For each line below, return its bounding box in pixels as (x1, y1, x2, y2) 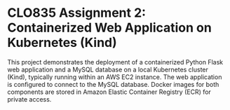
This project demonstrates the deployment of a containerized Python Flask (7, 57, 224, 66)
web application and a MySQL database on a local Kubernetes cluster (7, 65, 209, 74)
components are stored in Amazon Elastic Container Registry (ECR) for (7, 88, 212, 96)
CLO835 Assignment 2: (7, 5, 146, 21)
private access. (7, 95, 52, 103)
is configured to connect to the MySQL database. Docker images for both (7, 80, 219, 88)
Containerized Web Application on (7, 20, 212, 36)
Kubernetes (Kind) (7, 35, 117, 50)
